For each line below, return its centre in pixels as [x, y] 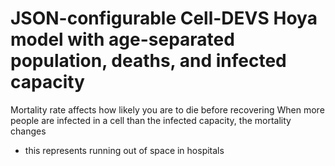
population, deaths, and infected [148, 61]
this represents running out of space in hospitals [124, 150]
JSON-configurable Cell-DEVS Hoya [164, 18]
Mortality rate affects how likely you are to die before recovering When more [167, 109]
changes [28, 131]
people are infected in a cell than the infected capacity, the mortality [151, 120]
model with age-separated [122, 39]
